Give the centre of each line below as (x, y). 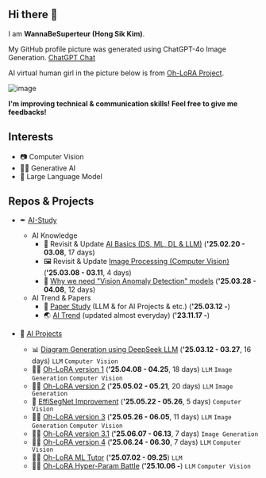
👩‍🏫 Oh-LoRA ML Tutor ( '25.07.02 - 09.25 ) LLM (107, 457)
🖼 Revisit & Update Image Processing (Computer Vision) (137, 262)
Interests (31, 137)
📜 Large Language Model (61, 176)
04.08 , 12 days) (69, 289)
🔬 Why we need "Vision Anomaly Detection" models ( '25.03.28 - (150, 281)
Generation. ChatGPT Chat (52, 57)
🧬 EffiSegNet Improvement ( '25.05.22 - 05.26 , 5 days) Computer (137, 402)
